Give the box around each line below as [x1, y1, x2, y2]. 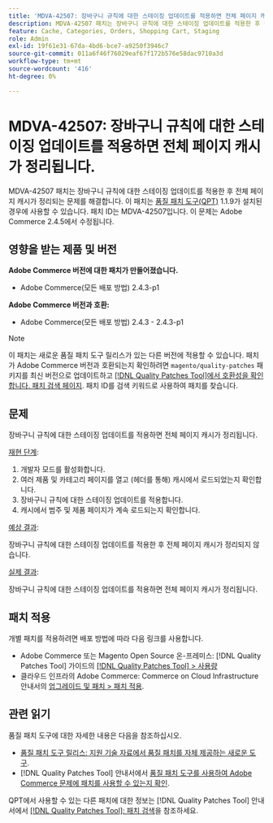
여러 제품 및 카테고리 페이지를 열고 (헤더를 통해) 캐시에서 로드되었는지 [19, 474, 240, 484]
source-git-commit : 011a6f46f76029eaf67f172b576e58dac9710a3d [8, 50, 223, 58]
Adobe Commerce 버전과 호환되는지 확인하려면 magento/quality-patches [16, 361, 255, 370]
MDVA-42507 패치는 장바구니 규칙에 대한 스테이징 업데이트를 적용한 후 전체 [8, 186, 249, 196]
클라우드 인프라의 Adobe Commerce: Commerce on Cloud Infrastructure [19, 671, 259, 681]
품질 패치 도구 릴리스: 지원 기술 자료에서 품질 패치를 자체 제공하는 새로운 [19, 747, 248, 757]
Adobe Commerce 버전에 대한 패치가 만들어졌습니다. [8, 266, 179, 275]
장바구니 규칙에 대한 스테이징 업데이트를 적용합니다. [19, 495, 184, 505]
